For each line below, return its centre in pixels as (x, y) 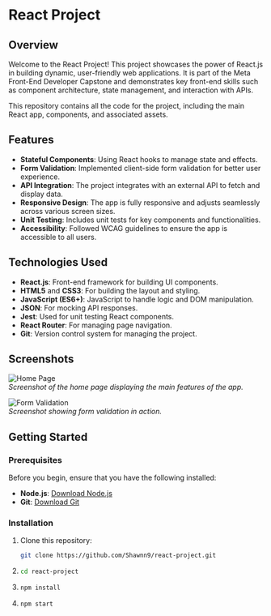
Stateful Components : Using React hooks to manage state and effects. (139, 159)
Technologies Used (58, 262)
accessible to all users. (58, 237)
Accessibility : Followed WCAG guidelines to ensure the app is (124, 228)
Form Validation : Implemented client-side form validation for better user (140, 168)
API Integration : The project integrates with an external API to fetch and (140, 185)
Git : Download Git (49, 502)
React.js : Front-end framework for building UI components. (119, 282)
